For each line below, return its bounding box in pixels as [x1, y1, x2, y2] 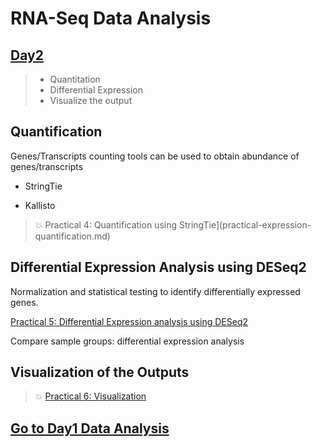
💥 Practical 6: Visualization [34, 390, 147, 402]
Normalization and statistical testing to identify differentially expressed [10, 285, 301, 297]
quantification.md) [34, 230, 111, 242]
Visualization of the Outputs [10, 364, 190, 381]
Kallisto [24, 199, 56, 211]
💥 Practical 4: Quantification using [34, 218, 178, 231]
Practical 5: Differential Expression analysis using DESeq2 [10, 315, 248, 327]
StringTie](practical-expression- [178, 218, 312, 231]
